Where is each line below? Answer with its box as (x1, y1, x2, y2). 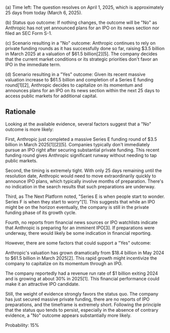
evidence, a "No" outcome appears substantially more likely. (5, 312, 132, 318)
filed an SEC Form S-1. (5, 30, 52, 36)
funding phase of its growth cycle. (5, 210, 77, 216)
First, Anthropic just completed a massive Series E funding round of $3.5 (5, 136, 157, 142)
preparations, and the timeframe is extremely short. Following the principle (5, 301, 161, 308)
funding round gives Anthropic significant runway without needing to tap (5, 152, 157, 158)
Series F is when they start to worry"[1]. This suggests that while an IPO (5, 198, 156, 204)
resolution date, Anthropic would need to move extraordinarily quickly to (5, 173, 156, 179)
